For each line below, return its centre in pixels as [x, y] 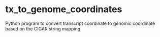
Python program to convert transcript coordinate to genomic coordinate [80, 23]
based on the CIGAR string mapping [43, 28]
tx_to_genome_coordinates [64, 9]
